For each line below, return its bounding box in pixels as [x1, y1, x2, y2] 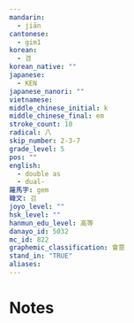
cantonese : [9, 29, 49, 38]
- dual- [17, 178, 46, 187]
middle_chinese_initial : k [9, 104, 108, 112]
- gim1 [17, 37, 41, 47]
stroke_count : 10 [9, 120, 73, 129]
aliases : [9, 260, 41, 269]
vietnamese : [9, 95, 53, 104]
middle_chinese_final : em [9, 112, 104, 120]
